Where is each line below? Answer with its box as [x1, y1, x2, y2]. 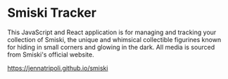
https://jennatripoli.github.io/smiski [7, 64, 108, 72]
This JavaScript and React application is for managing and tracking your [7, 28, 217, 36]
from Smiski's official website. [7, 50, 94, 59]
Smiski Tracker [7, 5, 97, 21]
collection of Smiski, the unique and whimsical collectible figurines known [7, 35, 222, 43]
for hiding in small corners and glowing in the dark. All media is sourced [7, 43, 215, 51]
